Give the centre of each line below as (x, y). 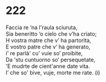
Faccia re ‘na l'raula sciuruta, (42, 27)
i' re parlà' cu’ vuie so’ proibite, (44, 53)
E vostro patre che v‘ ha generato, (48, 47)
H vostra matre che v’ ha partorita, (48, 40)
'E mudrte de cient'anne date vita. (48, 66)
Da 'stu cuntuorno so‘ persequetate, (51, 60)
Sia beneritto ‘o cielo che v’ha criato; (51, 33)
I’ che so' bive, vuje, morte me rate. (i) (53, 72)
